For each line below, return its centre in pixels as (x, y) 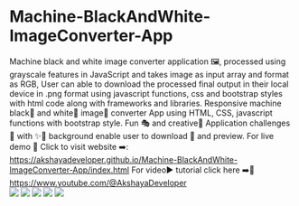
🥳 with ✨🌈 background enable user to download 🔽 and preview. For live (142, 136)
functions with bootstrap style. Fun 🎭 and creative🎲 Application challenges (150, 123)
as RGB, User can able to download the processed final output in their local (149, 84)
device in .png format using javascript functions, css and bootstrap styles (146, 93)
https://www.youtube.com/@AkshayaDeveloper (98, 183)
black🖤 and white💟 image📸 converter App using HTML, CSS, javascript (141, 112)
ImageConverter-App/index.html (69, 170)
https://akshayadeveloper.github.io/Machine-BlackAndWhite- (123, 159)
